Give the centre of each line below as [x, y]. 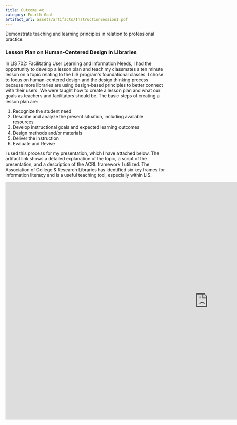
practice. [14, 39]
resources [23, 122]
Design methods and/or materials [47, 133]
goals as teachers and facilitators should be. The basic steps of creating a [82, 96]
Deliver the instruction [36, 138]
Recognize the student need [42, 111]
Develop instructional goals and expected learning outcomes [76, 127]
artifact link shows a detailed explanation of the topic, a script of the [76, 158]
